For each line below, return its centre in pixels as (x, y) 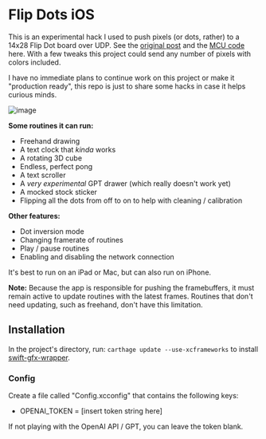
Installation (37, 330)
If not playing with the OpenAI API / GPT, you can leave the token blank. (126, 427)
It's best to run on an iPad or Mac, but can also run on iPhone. (110, 272)
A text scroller (43, 175)
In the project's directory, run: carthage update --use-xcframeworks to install (133, 349)
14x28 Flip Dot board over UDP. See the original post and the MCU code (127, 45)
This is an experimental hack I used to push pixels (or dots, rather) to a (124, 37)
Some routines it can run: (51, 125)
